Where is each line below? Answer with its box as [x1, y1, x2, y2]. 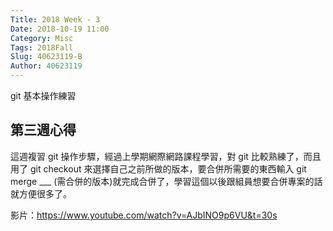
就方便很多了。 [10, 187, 72, 200]
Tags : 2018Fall [10, 42, 74, 53]
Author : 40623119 [10, 61, 83, 71]
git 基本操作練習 [10, 90, 77, 101]
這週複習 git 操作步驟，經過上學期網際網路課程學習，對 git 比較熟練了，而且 [10, 150, 322, 162]
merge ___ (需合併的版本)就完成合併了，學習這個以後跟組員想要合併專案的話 [10, 175, 323, 187]
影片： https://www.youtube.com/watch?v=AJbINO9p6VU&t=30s [10, 209, 278, 221]
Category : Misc [10, 33, 74, 43]
